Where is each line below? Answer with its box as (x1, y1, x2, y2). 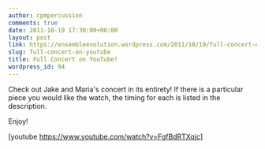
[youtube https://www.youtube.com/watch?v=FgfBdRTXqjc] (8, 132, 203, 141)
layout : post (8, 33, 51, 42)
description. (8, 101, 47, 110)
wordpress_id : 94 (8, 63, 65, 71)
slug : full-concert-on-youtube (8, 48, 111, 56)
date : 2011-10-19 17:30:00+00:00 (8, 26, 118, 34)
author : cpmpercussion (8, 11, 83, 20)
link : (8, 41, 26, 49)
